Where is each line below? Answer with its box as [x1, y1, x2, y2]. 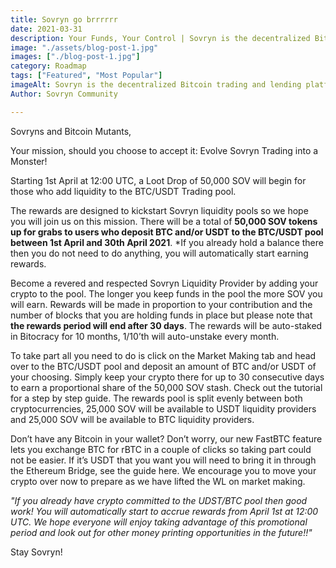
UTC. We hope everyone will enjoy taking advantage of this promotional [10, 516, 308, 528]
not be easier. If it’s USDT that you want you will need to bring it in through [10, 454, 317, 466]
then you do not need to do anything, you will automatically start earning [10, 247, 309, 259]
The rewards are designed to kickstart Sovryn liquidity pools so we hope [10, 204, 309, 216]
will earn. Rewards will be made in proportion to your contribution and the [10, 298, 313, 310]
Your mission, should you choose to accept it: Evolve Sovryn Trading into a [10, 144, 319, 156]
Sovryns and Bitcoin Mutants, [10, 125, 132, 137]
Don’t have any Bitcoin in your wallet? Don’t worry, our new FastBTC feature [10, 432, 323, 445]
